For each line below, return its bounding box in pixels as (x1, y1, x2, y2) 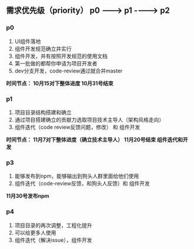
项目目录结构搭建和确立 (14, 108, 72, 116)
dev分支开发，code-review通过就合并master (14, 67, 123, 74)
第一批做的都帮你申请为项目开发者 (14, 59, 98, 67)
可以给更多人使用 (14, 229, 56, 236)
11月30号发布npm (6, 192, 49, 200)
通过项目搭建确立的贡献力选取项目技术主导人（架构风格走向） (14, 116, 165, 123)
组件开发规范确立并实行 (14, 45, 72, 52)
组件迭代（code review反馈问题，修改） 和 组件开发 (14, 123, 141, 131)
